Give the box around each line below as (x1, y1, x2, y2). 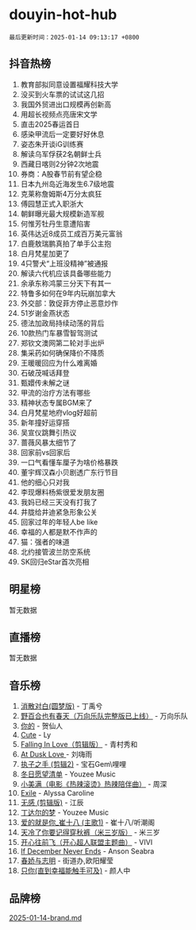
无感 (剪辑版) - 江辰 (20, 798, 84, 807)
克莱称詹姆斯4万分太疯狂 (20, 189, 102, 198)
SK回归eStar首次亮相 (20, 557, 90, 566)
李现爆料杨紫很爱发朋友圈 (20, 487, 105, 496)
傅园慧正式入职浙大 (20, 199, 84, 208)
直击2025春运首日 (20, 119, 80, 129)
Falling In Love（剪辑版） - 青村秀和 (20, 740, 138, 749)
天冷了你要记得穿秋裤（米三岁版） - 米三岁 (20, 827, 161, 837)
